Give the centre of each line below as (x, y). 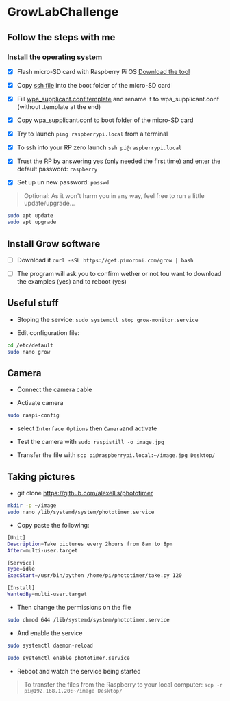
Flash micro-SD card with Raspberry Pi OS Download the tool (103, 71)
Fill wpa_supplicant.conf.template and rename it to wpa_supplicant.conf (118, 99)
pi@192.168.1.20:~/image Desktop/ (73, 691)
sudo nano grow (29, 352)
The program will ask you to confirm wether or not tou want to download (119, 274)
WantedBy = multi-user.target (47, 594)
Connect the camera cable (54, 390)
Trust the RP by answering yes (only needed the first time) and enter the (119, 161)
